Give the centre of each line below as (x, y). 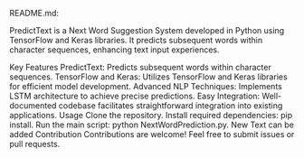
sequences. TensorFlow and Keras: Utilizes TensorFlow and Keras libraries (148, 77)
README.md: (34, 13)
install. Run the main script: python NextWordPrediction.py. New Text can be (152, 125)
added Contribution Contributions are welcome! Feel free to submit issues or (152, 134)
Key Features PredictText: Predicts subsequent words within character (140, 67)
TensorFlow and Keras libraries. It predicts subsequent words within (136, 40)
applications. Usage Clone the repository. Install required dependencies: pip (151, 115)
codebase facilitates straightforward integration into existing (171, 106)
